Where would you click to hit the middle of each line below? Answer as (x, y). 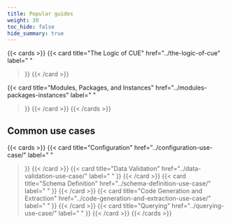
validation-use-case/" (56, 176)
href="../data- (181, 169)
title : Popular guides (40, 14)
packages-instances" (38, 95)
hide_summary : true (36, 33)
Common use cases (51, 131)
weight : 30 (23, 20)
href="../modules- (181, 87)
